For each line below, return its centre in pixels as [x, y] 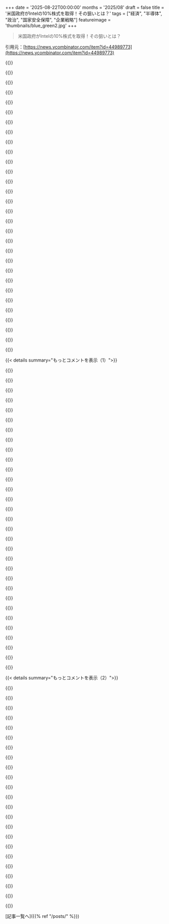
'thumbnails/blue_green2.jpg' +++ [41, 26]
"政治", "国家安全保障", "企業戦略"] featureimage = [58, 20]
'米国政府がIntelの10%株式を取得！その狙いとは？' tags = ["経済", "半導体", [84, 13]
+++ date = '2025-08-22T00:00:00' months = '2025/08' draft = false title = [85, 7]
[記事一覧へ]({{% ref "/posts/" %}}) [42, 916]
